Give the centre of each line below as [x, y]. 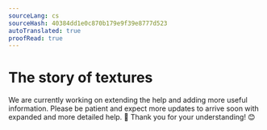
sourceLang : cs [34, 16]
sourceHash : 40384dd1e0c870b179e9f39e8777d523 [88, 23]
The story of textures [81, 78]
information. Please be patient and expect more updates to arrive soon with [134, 108]
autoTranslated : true [45, 30]
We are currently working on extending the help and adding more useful [128, 100]
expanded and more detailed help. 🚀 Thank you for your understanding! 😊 [132, 117]
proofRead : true [35, 38]
